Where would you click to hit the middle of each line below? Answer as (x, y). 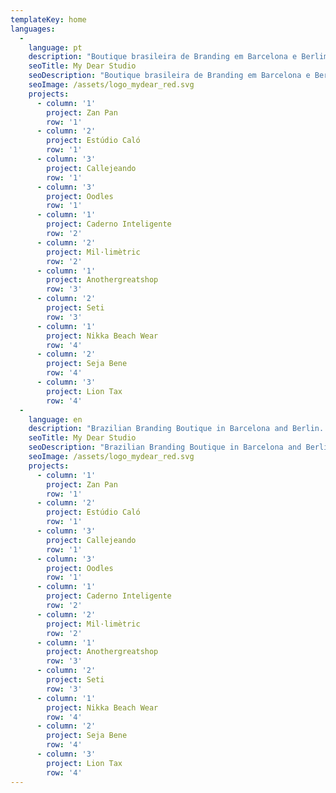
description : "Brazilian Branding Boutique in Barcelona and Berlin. (176, 429)
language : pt (55, 47)
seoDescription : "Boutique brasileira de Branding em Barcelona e (169, 76)
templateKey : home (48, 19)
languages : (33, 29)
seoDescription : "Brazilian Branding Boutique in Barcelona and (165, 447)
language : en (55, 419)
